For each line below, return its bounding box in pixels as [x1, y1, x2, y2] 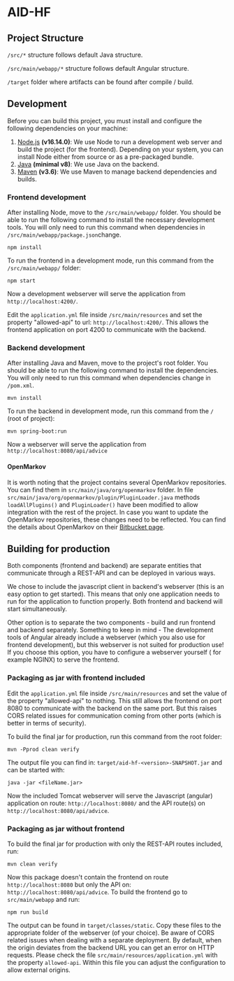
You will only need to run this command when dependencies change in [7, 374, 211, 382]
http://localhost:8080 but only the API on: [7, 880, 131, 889]
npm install [7, 244, 42, 251]
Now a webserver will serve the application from [7, 440, 147, 449]
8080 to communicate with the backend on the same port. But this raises [7, 704, 217, 712]
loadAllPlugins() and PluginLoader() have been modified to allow [7, 500, 198, 508]
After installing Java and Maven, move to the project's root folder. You [7, 359, 208, 368]
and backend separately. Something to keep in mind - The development [7, 626, 214, 634]
